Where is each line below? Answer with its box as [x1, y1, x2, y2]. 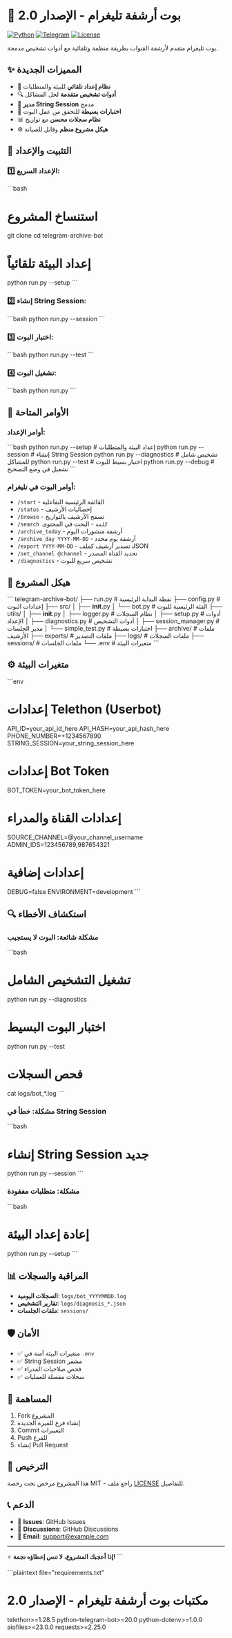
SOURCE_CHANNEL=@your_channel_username [7, 833, 144, 841]
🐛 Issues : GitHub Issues [17, 1517, 86, 1525]
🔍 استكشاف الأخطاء [7, 908, 86, 920]
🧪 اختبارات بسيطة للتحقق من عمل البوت [17, 107, 122, 115]
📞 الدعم [7, 1499, 35, 1511]
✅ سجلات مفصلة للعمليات [17, 1373, 85, 1381]
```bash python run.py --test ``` [7, 350, 95, 359]
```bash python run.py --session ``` [7, 314, 106, 323]
